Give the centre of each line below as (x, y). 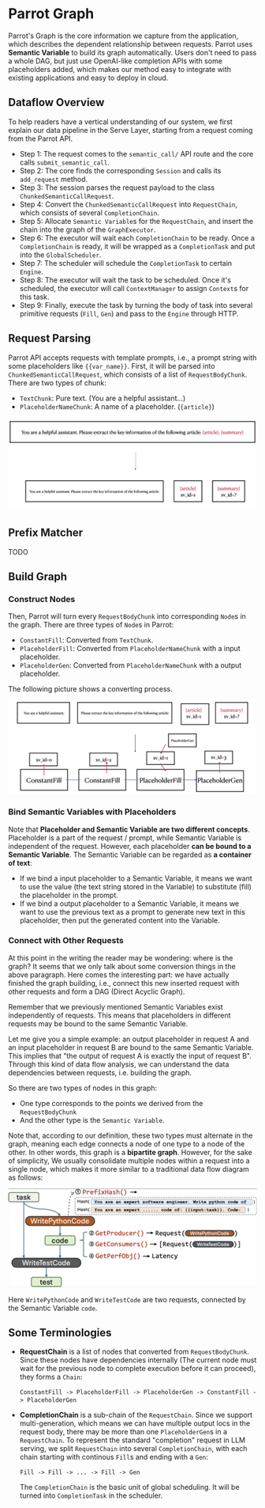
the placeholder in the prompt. (69, 895)
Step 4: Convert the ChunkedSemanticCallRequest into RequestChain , (129, 204)
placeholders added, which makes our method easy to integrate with (119, 69)
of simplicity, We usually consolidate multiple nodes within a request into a (129, 1161)
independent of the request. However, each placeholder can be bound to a (130, 846)
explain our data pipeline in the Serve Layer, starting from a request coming (131, 130)
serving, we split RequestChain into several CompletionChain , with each (133, 1449)
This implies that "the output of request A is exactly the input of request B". (130, 1055)
